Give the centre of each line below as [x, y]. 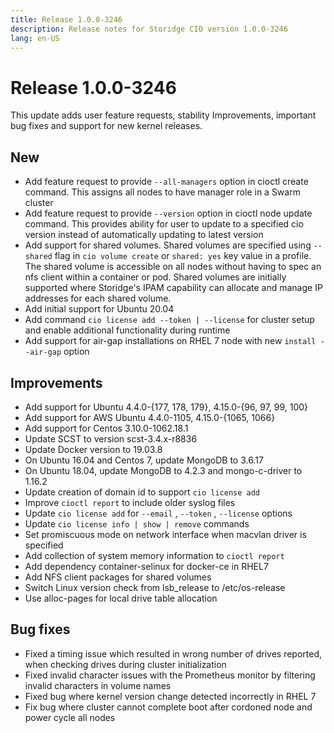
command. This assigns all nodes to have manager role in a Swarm [162, 192]
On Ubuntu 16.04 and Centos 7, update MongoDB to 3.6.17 [144, 460]
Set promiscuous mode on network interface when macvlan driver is [165, 534]
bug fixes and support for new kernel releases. [106, 126]
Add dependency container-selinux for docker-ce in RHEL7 [146, 566]
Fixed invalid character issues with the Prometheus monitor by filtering [170, 675]
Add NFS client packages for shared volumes [118, 577]
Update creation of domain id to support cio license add [142, 492]
